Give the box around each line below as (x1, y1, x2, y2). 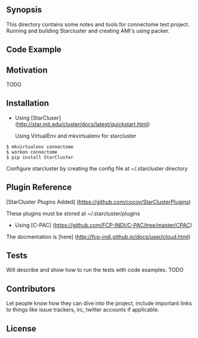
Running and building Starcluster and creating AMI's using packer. (6, 27, 170, 34)
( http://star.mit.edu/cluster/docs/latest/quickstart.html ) (14, 120, 150, 128)
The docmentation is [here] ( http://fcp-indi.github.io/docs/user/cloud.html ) (6, 233, 191, 240)
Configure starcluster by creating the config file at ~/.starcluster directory (6, 164, 188, 172)
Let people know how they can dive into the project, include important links (6, 300, 192, 307)
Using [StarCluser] (14, 114, 61, 121)
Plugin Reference (6, 183, 72, 193)
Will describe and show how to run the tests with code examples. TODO (6, 267, 184, 274)
